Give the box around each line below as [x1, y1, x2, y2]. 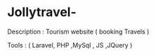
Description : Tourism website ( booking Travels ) [7, 27, 150, 36]
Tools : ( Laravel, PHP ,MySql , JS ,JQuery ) [7, 41, 133, 49]
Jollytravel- [7, 4, 77, 20]
